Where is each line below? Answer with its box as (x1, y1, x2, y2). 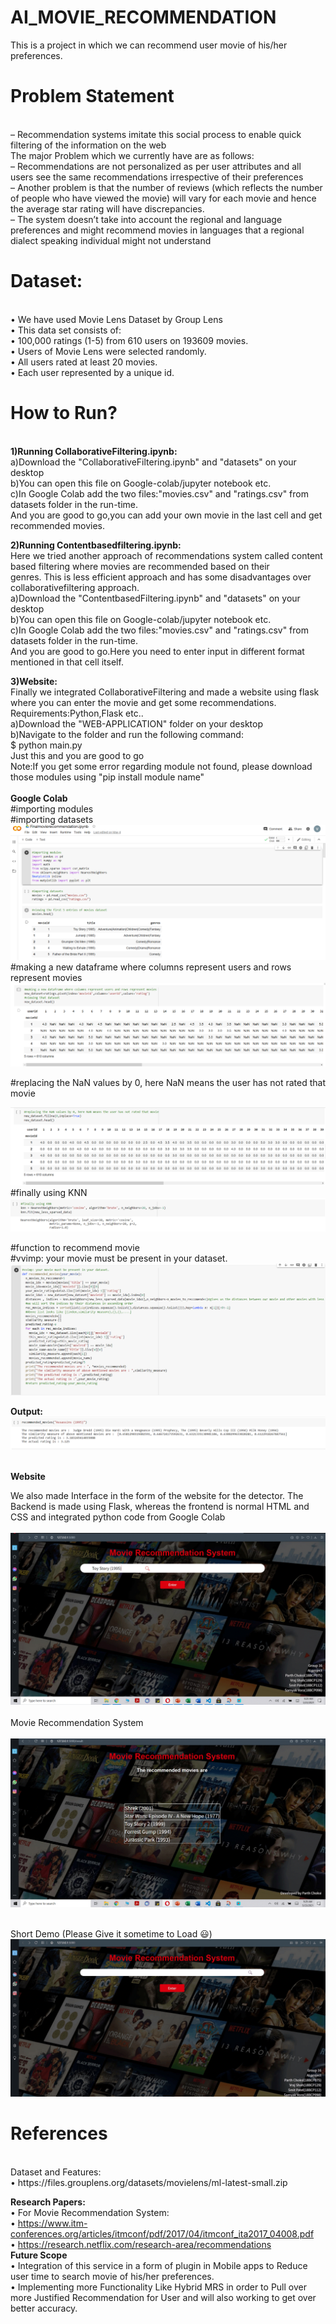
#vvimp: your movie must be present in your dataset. (10, 1252, 228, 1264)
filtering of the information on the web (10, 139, 167, 151)
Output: (10, 1405, 43, 1417)
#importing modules (10, 802, 94, 815)
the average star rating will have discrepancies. (10, 202, 205, 215)
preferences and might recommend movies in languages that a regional (10, 224, 305, 236)
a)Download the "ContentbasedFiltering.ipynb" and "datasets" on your (10, 592, 301, 604)
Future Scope (10, 2249, 68, 2261)
